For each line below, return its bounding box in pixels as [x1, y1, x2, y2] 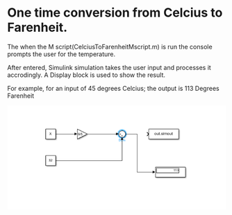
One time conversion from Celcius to [7, 5, 223, 21]
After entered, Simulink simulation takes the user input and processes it [7, 63, 212, 71]
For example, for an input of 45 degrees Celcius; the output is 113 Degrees [7, 84, 220, 92]
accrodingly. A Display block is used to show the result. [7, 71, 165, 79]
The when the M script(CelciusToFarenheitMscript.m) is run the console [7, 42, 213, 51]
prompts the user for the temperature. [7, 50, 116, 58]
